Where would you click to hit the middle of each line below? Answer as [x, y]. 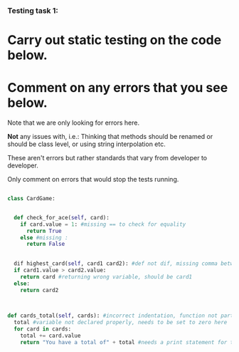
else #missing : [44, 237]
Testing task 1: [33, 11]
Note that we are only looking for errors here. [74, 123]
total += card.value [51, 336]
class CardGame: [31, 199]
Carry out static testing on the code [115, 40]
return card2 [39, 290]
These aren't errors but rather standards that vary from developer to [107, 158]
